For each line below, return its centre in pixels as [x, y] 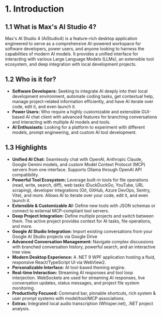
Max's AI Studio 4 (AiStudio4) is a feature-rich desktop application [71, 38]
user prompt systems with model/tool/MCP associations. [68, 298]
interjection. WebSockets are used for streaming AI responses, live [78, 278]
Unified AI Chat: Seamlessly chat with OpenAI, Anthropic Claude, [77, 159]
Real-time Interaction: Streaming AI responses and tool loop [73, 272]
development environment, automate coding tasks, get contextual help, [83, 96]
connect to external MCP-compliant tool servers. [60, 211]
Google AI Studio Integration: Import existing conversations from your [82, 231]
